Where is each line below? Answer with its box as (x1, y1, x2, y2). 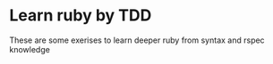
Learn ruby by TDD (9, 5, 152, 26)
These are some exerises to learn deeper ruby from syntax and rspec (9, 35, 266, 45)
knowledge (9, 44, 51, 54)
